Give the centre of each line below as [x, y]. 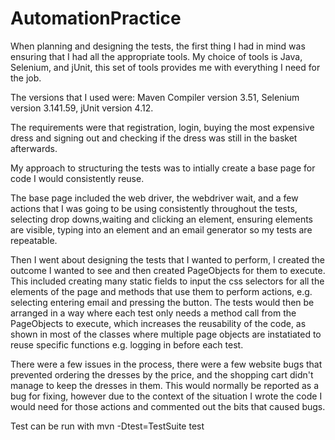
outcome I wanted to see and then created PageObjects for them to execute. [168, 270]
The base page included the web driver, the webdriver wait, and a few [154, 198]
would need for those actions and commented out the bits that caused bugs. [168, 406]
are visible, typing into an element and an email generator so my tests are [161, 229]
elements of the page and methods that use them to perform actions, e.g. [161, 291]
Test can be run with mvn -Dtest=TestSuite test [107, 426]
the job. [26, 78]
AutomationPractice [96, 18]
